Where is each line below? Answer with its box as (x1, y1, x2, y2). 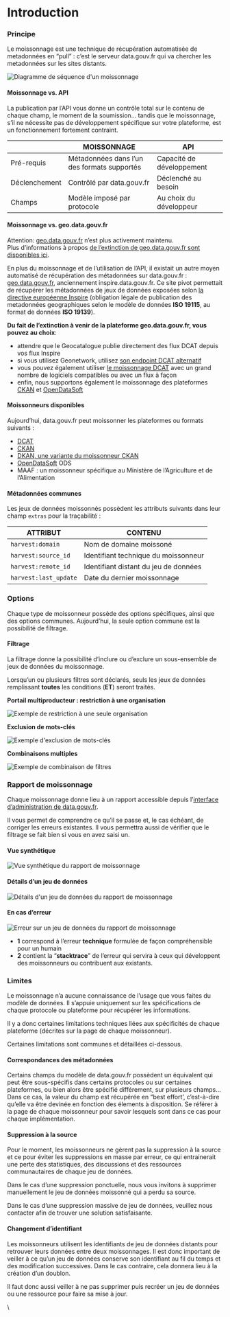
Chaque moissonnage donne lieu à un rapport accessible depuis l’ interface (7, 795, 219, 804)
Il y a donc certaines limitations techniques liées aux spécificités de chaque (7, 1020, 220, 1027)
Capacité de (156, 153, 196, 163)
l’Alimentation (16, 474, 55, 482)
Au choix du (156, 193, 196, 203)
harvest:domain (10, 540, 60, 549)
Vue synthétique (7, 846, 56, 854)
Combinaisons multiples (7, 749, 78, 757)
